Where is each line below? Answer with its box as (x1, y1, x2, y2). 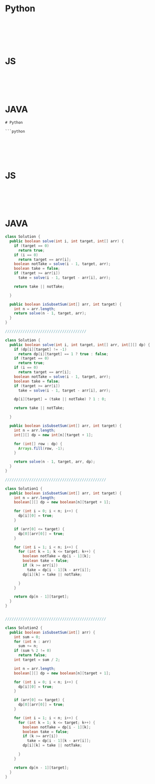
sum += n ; (18, 644, 38, 649)
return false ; (18, 653, 48, 658)
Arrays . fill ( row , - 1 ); (18, 446, 65, 451)
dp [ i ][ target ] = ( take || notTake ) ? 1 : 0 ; (14, 397, 106, 402)
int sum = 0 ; (14, 634, 41, 639)
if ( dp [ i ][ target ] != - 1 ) (14, 347, 67, 352)
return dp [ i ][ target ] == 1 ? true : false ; (18, 351, 109, 356)
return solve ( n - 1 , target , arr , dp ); (14, 459, 96, 464)
